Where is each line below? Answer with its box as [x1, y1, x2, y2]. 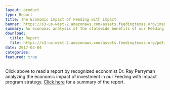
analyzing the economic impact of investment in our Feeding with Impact [5, 74, 157, 80]
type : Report [5, 12, 33, 17]
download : [5, 31, 26, 36]
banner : [5, 21, 22, 27]
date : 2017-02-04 [5, 45, 42, 50]
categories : [5, 50, 30, 55]
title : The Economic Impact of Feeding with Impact [5, 17, 116, 22]
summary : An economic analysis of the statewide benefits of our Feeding [5, 26, 164, 31]
